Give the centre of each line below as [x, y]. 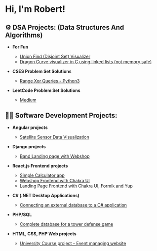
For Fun [20, 47]
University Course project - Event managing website [73, 243]
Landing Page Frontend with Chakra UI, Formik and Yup [76, 186]
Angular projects [30, 127]
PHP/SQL [22, 214]
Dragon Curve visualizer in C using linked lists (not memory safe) [86, 62]
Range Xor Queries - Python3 [50, 81]
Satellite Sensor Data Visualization [55, 137]
